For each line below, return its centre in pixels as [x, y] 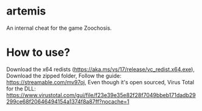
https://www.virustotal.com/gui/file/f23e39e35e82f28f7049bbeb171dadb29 [101, 95]
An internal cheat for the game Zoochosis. [59, 28]
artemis [26, 11]
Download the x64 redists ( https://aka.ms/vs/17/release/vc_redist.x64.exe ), [100, 69]
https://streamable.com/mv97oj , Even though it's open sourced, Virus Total [100, 82]
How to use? [38, 52]
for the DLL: [21, 89]
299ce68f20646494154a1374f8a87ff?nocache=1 [68, 101]
